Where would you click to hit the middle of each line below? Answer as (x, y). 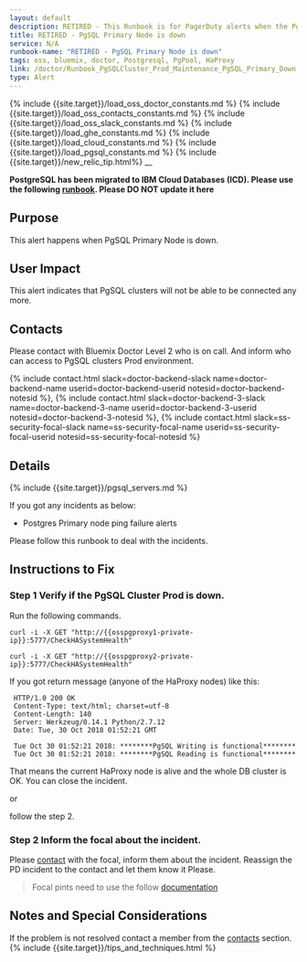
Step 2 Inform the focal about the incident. (105, 839)
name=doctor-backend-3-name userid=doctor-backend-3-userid (133, 408)
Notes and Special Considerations (108, 916)
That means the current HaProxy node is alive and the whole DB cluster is (148, 771)
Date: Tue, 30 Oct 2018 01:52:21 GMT (85, 730)
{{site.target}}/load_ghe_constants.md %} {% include (110, 133)
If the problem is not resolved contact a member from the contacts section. (151, 937)
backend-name (38, 389)
